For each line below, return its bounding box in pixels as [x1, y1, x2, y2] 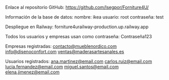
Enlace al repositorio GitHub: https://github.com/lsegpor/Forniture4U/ [5, 5, 149, 10]
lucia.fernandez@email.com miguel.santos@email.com [5, 64, 119, 69]
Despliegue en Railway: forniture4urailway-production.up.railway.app [5, 24, 149, 30]
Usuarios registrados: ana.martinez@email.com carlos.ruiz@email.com [5, 58, 152, 64]
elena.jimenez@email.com [5, 69, 60, 75]
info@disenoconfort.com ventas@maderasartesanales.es [5, 49, 124, 54]
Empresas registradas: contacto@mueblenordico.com [5, 43, 117, 49]
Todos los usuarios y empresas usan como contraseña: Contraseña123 [5, 34, 152, 39]
